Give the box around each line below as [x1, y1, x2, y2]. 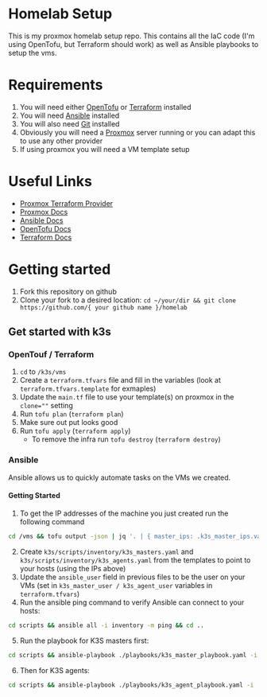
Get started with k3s [8, 325, 111, 339]
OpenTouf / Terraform [8, 349, 95, 360]
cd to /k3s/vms [19, 367, 67, 376]
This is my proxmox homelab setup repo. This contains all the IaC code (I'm [8, 31, 255, 41]
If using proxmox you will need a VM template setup [19, 144, 190, 154]
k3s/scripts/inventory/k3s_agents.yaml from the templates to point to [19, 555, 251, 565]
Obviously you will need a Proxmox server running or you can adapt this [19, 127, 256, 137]
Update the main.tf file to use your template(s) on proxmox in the [19, 392, 234, 402]
